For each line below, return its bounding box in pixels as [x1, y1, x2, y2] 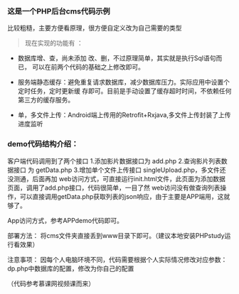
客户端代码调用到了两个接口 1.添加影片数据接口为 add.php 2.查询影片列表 [7, 156, 222, 165]
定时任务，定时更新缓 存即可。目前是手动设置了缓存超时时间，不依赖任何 [17, 87, 232, 95]
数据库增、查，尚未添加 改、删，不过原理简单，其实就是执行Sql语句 [17, 54, 216, 62]
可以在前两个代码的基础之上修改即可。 [31, 62, 144, 72]
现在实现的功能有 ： [24, 39, 83, 48]
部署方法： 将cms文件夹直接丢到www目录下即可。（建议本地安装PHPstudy [7, 231, 225, 239]
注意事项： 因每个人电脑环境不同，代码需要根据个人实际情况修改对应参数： [7, 255, 228, 263]
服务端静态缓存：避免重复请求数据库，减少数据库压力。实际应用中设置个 [17, 78, 230, 87]
